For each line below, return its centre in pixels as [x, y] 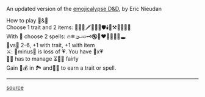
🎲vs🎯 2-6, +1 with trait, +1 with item [51, 45]
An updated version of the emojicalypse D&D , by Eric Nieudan [84, 9]
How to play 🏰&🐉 [27, 20]
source [15, 88]
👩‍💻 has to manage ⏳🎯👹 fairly [43, 59]
